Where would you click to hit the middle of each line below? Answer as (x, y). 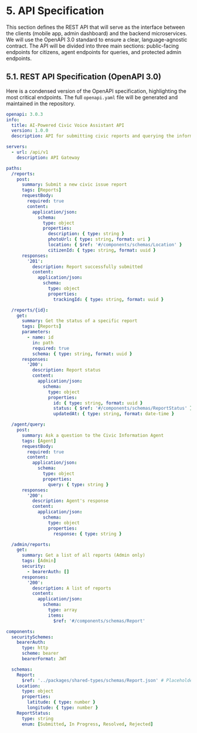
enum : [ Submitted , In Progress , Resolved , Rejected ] (87, 724)
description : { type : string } (86, 234)
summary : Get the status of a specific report (79, 321)
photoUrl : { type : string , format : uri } (99, 239)
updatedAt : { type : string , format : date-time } (114, 414)
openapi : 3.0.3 (25, 114)
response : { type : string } (87, 534)
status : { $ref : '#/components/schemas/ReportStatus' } (123, 409)
